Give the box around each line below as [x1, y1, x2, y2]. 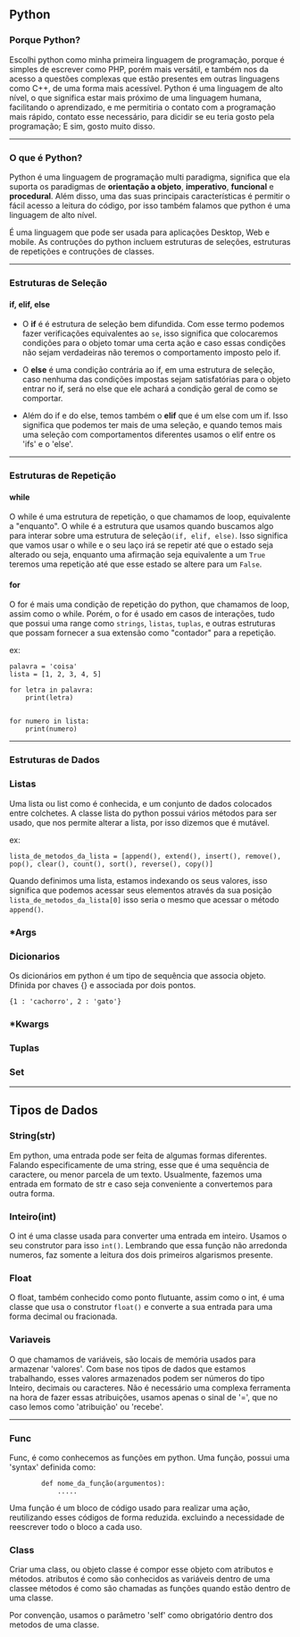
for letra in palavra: [9, 685, 94, 695]
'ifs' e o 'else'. [21, 439, 74, 449]
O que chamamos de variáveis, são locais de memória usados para [9, 1354, 256, 1364]
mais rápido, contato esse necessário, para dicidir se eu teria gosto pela [9, 111, 275, 122]
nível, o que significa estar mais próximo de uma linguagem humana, [9, 92, 262, 103]
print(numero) [25, 725, 78, 734]
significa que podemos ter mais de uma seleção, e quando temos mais [21, 420, 283, 431]
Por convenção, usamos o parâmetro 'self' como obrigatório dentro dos [9, 1610, 274, 1621]
